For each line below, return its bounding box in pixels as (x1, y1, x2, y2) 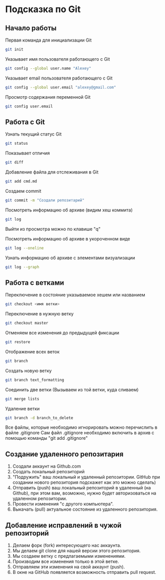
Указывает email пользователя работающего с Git (5, 75, 113, 81)
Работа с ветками (5, 278, 65, 287)
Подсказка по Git (5, 4, 81, 15)
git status (5, 141, 28, 146)
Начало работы (5, 24, 57, 32)
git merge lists (5, 396, 39, 401)
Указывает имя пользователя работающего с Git (5, 56, 110, 62)
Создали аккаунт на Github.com (12, 463, 81, 469)
